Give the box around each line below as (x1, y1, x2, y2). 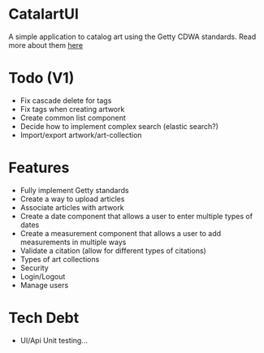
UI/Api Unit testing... (19, 335, 88, 345)
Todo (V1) (8, 69, 75, 88)
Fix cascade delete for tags (19, 95, 112, 105)
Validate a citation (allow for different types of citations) (19, 245, 207, 256)
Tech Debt (8, 309, 80, 327)
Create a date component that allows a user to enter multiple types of (19, 211, 253, 221)
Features (8, 159, 70, 177)
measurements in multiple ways (19, 237, 127, 247)
